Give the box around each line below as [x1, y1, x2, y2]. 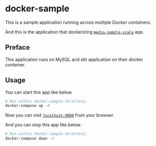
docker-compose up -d [5, 103, 50, 108]
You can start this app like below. [5, 89, 73, 95]
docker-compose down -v [5, 136, 55, 141]
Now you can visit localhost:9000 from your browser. [5, 112, 114, 118]
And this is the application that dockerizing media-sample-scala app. [5, 29, 144, 35]
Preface [5, 43, 30, 52]
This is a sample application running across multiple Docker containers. [5, 19, 152, 25]
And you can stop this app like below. [5, 122, 82, 128]
